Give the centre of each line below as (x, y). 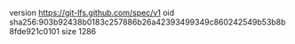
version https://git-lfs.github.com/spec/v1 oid (92, 13)
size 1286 (79, 31)
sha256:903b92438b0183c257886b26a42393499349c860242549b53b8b (147, 22)
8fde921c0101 (35, 31)
